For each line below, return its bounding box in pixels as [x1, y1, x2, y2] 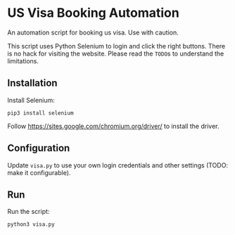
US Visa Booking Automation [7, 5, 179, 21]
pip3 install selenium [7, 109, 74, 117]
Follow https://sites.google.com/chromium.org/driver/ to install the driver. [7, 122, 220, 130]
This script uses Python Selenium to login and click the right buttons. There [7, 42, 226, 50]
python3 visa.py [7, 221, 55, 228]
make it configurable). [7, 168, 71, 177]
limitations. [7, 56, 39, 65]
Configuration [7, 142, 70, 154]
